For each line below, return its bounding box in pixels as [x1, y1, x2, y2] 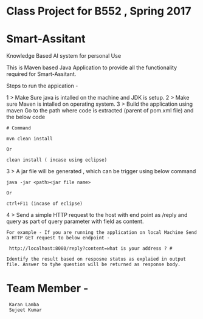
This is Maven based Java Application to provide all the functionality [6, 64, 177, 71]
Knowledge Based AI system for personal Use [6, 52, 122, 60]
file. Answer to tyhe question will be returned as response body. [6, 261, 181, 268]
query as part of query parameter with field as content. [6, 218, 144, 225]
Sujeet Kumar [9, 307, 43, 314]
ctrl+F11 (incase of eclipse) [6, 201, 83, 207]
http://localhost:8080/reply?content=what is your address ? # [9, 245, 173, 252]
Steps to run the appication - [6, 82, 78, 89]
